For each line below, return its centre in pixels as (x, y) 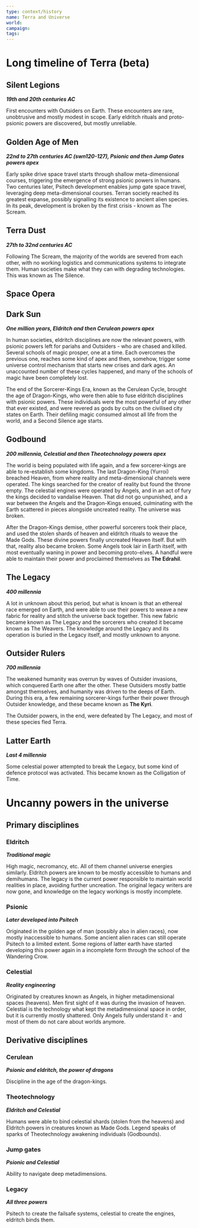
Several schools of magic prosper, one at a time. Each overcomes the (91, 352)
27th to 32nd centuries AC (39, 245)
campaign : (18, 28)
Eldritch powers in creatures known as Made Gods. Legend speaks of (91, 1128)
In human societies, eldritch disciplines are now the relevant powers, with (96, 339)
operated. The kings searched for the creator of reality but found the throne (98, 484)
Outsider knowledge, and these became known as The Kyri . (79, 705)
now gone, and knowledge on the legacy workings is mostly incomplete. (94, 891)
